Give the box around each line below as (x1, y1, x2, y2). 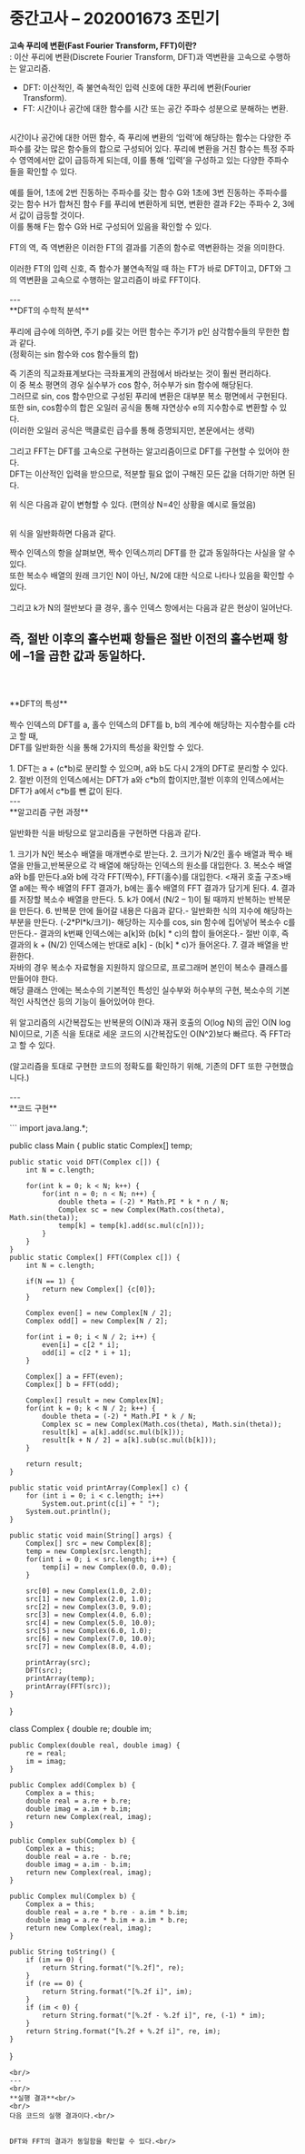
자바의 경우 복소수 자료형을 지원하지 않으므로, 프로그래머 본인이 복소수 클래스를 (9, 961, 289, 972)
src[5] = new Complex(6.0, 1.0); (25, 1626, 152, 1635)
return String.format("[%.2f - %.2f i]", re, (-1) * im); (42, 2011, 266, 2020)
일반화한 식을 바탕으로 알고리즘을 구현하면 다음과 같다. (9, 827, 202, 838)
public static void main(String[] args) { (9, 1530, 172, 1539)
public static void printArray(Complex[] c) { (9, 1483, 189, 1492)
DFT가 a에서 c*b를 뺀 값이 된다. (9, 785, 123, 796)
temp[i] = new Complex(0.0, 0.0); (42, 1562, 172, 1571)
